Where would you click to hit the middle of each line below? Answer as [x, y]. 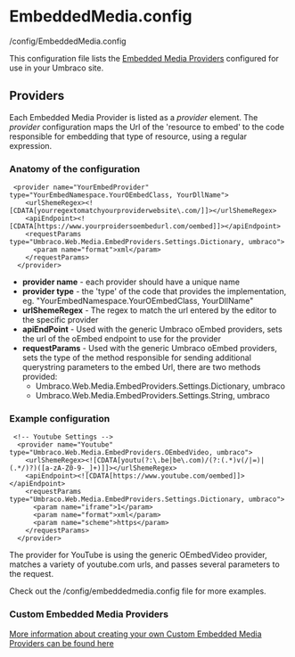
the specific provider [60, 320]
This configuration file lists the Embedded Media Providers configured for [144, 58]
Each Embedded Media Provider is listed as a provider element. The [134, 117]
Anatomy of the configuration [75, 168]
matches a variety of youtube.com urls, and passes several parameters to [145, 564]
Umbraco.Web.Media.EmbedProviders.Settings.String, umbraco [152, 396]
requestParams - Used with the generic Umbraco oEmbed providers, [150, 349]
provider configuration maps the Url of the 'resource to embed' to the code [147, 127]
